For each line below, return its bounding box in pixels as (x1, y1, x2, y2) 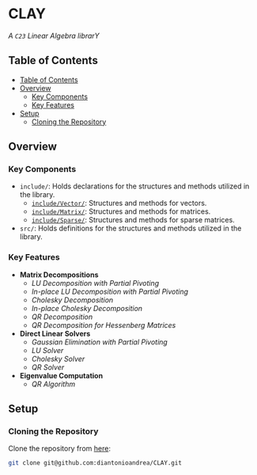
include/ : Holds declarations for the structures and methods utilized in (19, 181, 250, 191)
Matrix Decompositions (19, 270, 99, 279)
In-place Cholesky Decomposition (31, 303, 143, 313)
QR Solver (31, 362, 65, 372)
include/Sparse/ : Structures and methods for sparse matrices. (31, 215, 235, 225)
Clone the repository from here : (8, 444, 111, 454)
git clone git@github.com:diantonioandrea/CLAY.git (8, 459, 182, 467)
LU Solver (31, 345, 64, 355)
